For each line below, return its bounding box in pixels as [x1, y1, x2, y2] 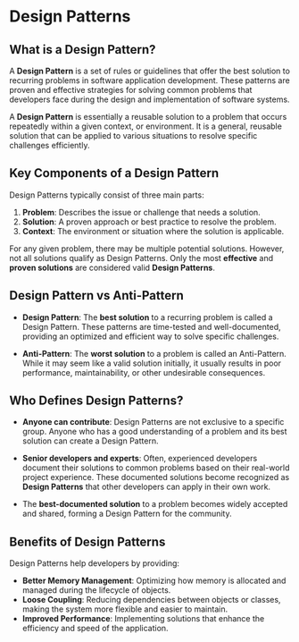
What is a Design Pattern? [9, 42, 156, 57]
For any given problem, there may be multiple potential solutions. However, [9, 243, 285, 254]
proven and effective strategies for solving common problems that [9, 85, 253, 95]
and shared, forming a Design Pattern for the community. [21, 508, 232, 520]
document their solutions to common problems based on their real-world [21, 462, 290, 473]
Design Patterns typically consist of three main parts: [9, 190, 204, 200]
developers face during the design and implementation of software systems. [9, 94, 290, 105]
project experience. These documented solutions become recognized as [21, 472, 290, 483]
